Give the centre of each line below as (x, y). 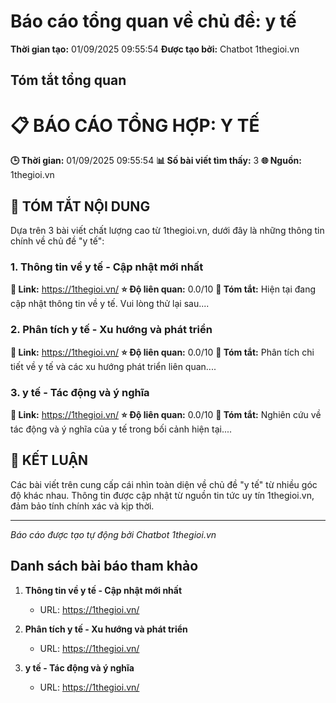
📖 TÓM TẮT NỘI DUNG (80, 206)
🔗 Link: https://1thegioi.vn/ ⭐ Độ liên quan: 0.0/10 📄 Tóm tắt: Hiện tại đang (163, 289)
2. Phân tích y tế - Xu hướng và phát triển (111, 330)
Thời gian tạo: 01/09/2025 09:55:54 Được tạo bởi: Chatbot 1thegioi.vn (155, 49)
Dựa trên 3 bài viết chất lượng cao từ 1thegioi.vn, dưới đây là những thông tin (167, 231)
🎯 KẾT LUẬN (49, 460)
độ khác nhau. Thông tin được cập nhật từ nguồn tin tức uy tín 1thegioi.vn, (162, 495)
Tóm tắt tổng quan (68, 80)
